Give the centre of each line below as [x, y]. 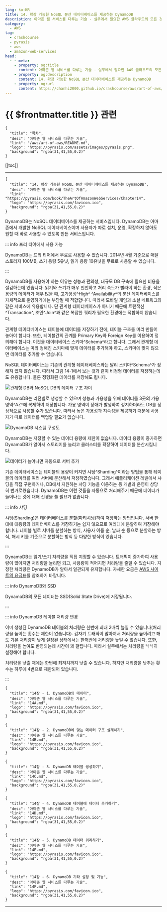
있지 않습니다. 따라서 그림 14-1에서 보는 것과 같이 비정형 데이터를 [77, 371]
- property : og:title [36, 65]
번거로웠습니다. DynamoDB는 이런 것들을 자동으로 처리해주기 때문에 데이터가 [85, 490]
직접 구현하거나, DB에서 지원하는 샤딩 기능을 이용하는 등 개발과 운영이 [82, 484]
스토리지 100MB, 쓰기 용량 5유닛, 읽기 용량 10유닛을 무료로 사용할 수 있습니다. [81, 261]
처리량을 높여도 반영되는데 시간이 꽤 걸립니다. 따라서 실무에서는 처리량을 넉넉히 [82, 646]
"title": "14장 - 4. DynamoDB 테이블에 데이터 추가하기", [65, 804]
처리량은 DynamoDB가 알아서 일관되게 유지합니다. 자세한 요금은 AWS [82, 569]
